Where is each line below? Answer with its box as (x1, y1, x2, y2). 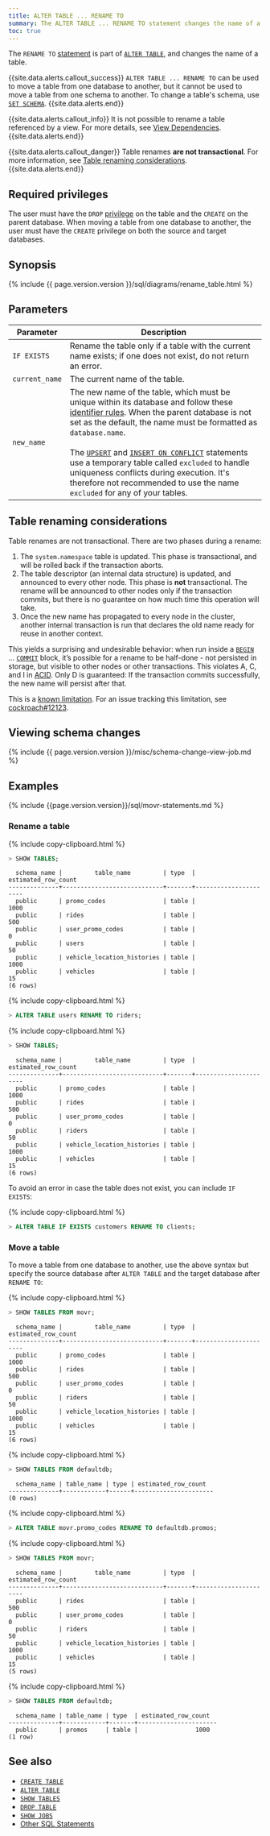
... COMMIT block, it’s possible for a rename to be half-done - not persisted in (8, 653, 257, 662)
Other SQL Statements (19, 1818, 95, 1829)
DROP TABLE (19, 1803, 57, 1811)
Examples (8, 779, 59, 793)
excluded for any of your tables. (69, 487, 188, 498)
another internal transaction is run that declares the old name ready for (19, 620, 255, 629)
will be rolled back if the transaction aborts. (19, 560, 164, 570)
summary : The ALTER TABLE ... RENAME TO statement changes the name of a (8, 19, 261, 27)
